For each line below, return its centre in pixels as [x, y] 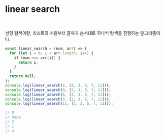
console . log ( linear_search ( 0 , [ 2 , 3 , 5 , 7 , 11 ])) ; [58, 90]
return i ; [28, 62]
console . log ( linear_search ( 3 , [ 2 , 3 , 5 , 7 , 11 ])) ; [58, 99]
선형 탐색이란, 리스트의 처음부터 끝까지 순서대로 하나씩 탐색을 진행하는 [72, 33]
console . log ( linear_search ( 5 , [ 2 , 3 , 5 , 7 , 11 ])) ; [58, 94]
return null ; [23, 76]
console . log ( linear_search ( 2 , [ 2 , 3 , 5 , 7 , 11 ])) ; [58, 85]
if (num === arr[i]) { [37, 58]
